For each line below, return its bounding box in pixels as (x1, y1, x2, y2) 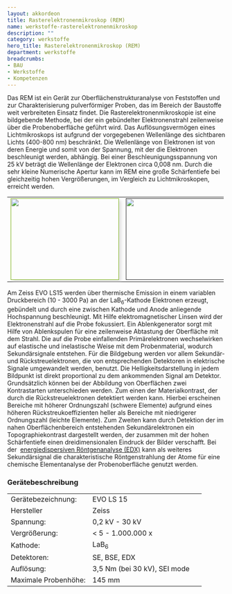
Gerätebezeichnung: (10, 495, 78, 504)
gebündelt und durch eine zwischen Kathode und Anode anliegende (7, 305, 202, 313)
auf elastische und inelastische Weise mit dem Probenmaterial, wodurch (7, 342, 213, 351)
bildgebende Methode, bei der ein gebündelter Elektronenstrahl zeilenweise (7, 116, 224, 124)
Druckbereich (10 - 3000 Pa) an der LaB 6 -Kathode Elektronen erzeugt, (7, 296, 209, 306)
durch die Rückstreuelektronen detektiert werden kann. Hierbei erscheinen (7, 394, 221, 402)
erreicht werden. (7, 182, 55, 191)
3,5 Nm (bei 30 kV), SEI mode (92, 563, 190, 573)
